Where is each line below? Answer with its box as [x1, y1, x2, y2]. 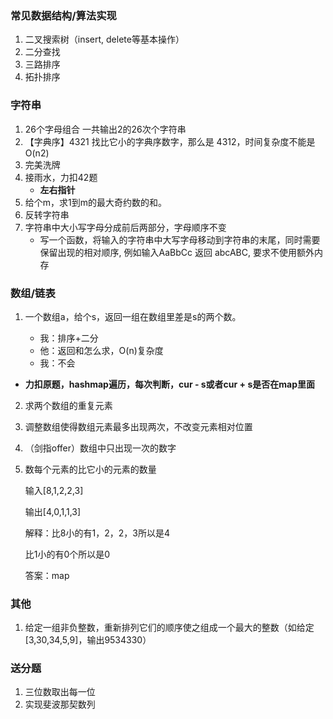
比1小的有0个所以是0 [24, 548, 111, 560]
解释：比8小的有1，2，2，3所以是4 [24, 527, 170, 539]
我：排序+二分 [39, 332, 99, 344]
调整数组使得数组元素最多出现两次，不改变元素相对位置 [24, 420, 253, 432]
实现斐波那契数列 [24, 698, 96, 711]
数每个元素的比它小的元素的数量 [24, 463, 157, 475]
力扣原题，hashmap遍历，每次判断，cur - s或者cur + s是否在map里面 [24, 378, 315, 390]
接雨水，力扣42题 [24, 171, 98, 183]
